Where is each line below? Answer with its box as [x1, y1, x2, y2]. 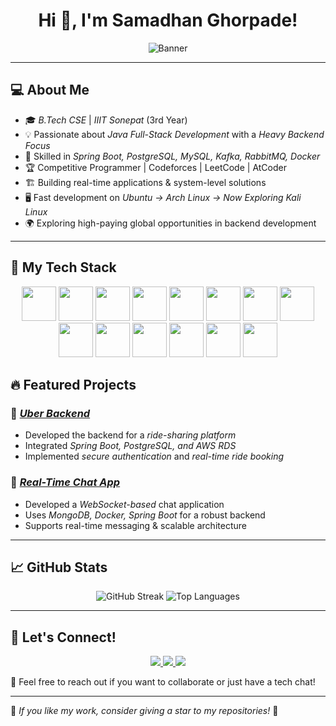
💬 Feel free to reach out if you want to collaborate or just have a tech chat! [10, 676, 316, 688]
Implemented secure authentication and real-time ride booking [24, 450, 284, 463]
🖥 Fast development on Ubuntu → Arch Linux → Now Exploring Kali [24, 191, 302, 203]
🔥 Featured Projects [10, 376, 137, 393]
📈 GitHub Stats [10, 559, 108, 576]
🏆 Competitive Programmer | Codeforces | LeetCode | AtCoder [24, 161, 287, 173]
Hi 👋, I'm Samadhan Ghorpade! [38, 9, 298, 32]
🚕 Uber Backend [10, 406, 91, 420]
